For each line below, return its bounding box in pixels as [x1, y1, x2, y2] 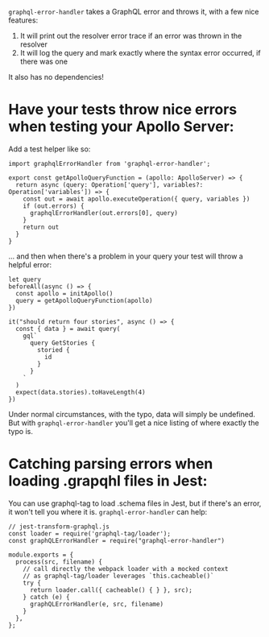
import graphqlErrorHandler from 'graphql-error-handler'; [8, 159, 211, 168]
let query [8, 275, 42, 283]
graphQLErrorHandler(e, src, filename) [29, 600, 163, 608]
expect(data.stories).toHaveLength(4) [15, 388, 147, 396]
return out [23, 223, 60, 231]
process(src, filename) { [15, 557, 103, 566]
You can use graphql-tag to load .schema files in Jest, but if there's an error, [8, 498, 262, 508]
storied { [37, 345, 70, 354]
